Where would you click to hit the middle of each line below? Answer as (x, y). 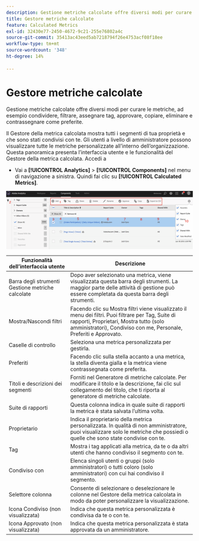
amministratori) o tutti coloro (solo (112, 467)
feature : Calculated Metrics (42, 25)
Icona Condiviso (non (35, 509)
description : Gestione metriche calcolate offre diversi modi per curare (99, 12)
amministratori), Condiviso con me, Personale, (126, 327)
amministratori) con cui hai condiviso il (117, 473)
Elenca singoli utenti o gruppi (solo (113, 461)
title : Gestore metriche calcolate (50, 19)
